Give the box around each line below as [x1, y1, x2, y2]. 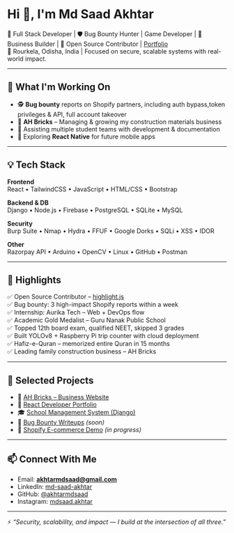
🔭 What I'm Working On [7, 81, 111, 93]
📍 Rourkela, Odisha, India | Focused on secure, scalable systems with [7, 47, 207, 55]
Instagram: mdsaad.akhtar [17, 498, 93, 505]
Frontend [7, 177, 35, 186]
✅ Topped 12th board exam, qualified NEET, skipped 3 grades [7, 324, 185, 333]
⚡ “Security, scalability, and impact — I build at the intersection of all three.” [7, 518, 226, 526]
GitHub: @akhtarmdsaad [17, 490, 88, 498]
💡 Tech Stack [7, 159, 66, 171]
